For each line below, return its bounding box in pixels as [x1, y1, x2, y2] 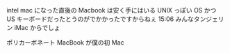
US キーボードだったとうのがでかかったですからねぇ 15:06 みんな [6, 15, 194, 23]
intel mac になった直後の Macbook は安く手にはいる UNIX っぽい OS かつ [6, 6, 217, 14]
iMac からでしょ [14, 24, 60, 31]
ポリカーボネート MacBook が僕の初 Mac [6, 38, 124, 47]
